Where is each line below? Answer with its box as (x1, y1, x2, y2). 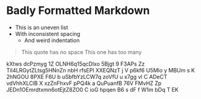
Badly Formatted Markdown (6, 4, 150, 18)
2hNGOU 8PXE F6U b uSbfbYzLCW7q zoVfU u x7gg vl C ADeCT (6, 73, 167, 80)
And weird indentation (24, 36, 80, 44)
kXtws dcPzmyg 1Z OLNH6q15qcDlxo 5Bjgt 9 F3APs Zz (6, 60, 145, 67)
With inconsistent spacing (15, 30, 80, 37)
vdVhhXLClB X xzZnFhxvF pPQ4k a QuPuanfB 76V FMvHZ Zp (6, 80, 162, 87)
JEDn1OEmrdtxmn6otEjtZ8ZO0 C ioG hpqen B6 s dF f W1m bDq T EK (6, 86, 178, 93)
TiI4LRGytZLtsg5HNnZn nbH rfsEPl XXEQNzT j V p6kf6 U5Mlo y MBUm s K (6, 66, 195, 73)
